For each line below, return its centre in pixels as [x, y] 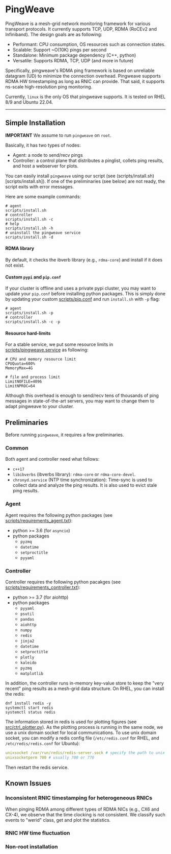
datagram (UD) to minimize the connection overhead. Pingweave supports [83, 76]
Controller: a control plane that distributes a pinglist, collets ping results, [88, 160]
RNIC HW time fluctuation [38, 833]
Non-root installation [32, 847]
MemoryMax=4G [19, 368]
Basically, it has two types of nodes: [43, 145]
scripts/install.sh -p [29, 313]
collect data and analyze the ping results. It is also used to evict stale [85, 485]
